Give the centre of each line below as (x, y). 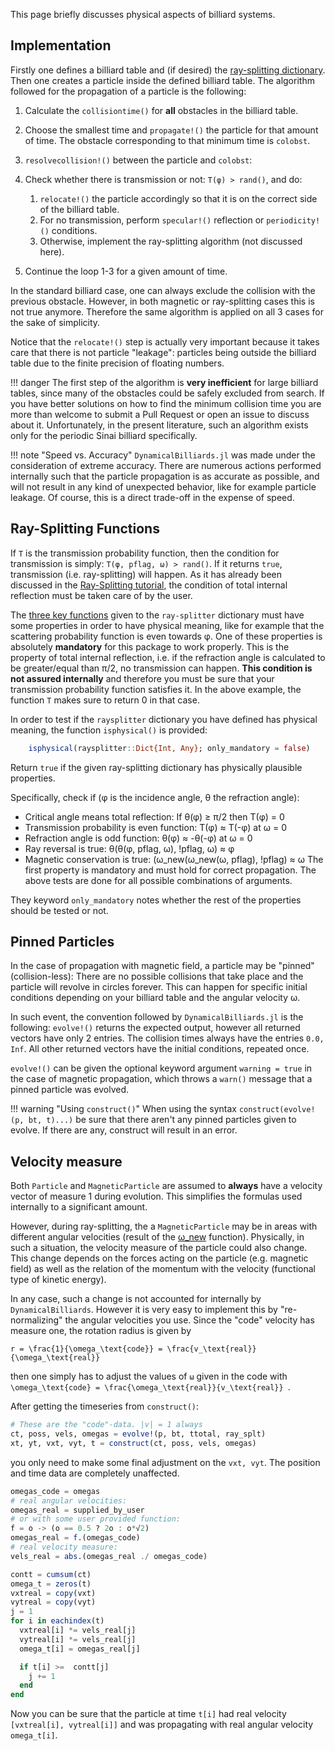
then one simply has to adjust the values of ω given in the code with (149, 1376)
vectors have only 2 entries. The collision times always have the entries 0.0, (167, 1038)
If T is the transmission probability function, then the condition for (145, 553)
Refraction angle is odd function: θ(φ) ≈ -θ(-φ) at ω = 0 (138, 838)
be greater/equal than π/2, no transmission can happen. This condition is (161, 668)
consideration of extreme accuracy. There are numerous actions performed (166, 465)
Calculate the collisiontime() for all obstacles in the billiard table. (161, 110)
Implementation (61, 45)
